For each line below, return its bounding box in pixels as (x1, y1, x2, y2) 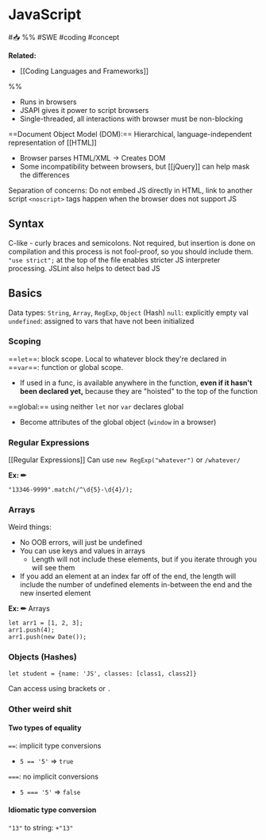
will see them (31, 563, 75, 573)
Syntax (8, 217, 44, 231)
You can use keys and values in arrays (19, 546, 145, 556)
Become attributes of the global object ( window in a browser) (19, 417, 217, 426)
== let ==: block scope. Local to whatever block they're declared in (8, 354, 227, 364)
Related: (8, 50, 37, 60)
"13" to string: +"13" (8, 823, 74, 833)
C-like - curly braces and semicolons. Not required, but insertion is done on (8, 238, 256, 247)
